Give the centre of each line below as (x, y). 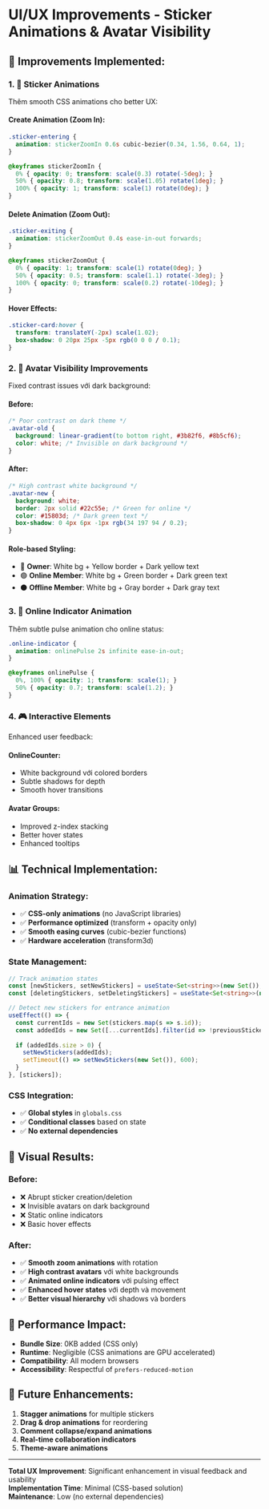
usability (22, 1479)
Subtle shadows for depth (62, 781)
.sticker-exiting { (41, 231)
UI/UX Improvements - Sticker (110, 15)
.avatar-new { (32, 493)
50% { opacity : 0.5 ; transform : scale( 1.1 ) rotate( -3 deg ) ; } (120, 275)
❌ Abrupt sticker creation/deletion (76, 1196)
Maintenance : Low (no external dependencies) (86, 1496)
